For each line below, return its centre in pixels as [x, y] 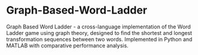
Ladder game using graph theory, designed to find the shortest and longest [99, 33]
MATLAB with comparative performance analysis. [67, 46]
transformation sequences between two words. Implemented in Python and [99, 39]
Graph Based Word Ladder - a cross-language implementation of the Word [98, 27]
